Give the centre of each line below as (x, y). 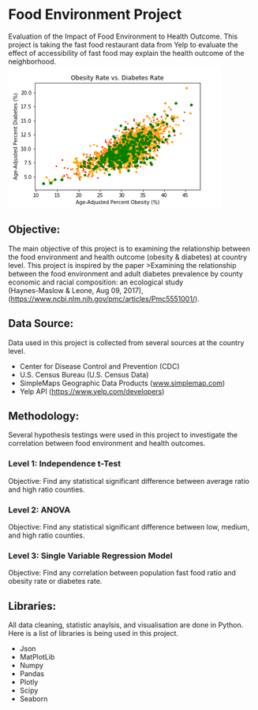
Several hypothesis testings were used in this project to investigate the (123, 435)
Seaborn (34, 699)
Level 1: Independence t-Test (64, 464)
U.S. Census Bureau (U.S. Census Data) (84, 374)
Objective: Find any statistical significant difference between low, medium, (129, 526)
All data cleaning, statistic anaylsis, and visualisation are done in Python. (126, 625)
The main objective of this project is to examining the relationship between (129, 248)
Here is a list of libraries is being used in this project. (93, 634)
